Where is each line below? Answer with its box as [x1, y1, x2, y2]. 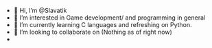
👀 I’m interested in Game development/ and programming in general [13, 14, 206, 22]
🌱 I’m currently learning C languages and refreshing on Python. [13, 21, 192, 28]
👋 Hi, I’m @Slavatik [13, 7, 67, 14]
